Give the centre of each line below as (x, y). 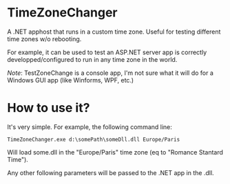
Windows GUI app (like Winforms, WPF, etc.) (71, 80)
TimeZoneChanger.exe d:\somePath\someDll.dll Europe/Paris (94, 139)
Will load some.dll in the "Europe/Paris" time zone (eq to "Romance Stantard (115, 152)
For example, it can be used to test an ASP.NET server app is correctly (107, 52)
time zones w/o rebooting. (44, 38)
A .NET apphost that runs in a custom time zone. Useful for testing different (114, 32)
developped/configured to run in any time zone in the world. (92, 59)
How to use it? (49, 108)
